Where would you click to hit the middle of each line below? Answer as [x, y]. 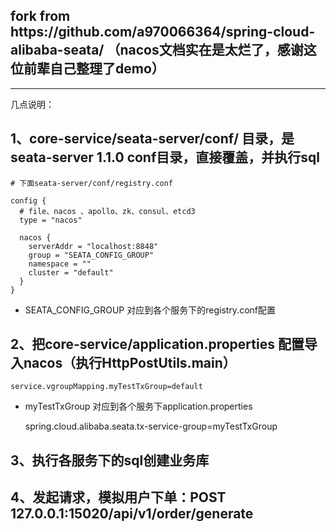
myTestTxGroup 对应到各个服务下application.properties [138, 406]
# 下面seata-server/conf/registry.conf [92, 183]
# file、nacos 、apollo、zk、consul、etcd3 [107, 211]
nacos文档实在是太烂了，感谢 [211, 50]
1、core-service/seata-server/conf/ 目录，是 [152, 139]
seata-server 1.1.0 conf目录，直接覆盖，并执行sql [165, 157]
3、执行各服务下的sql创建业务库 [110, 460]
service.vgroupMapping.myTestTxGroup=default [106, 387]
